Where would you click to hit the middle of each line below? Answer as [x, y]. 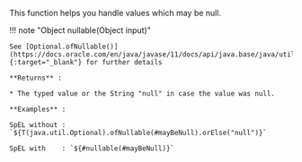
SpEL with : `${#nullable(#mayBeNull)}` [92, 149]
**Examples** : [38, 109]
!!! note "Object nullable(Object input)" [80, 30]
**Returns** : [36, 78]
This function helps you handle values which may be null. [115, 13]
